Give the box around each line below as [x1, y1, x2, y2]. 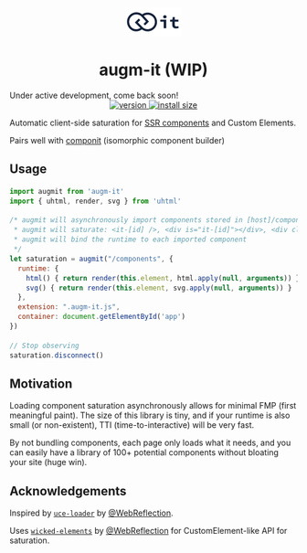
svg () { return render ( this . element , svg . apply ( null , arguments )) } [26, 283, 292, 292]
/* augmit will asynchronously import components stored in [9, 216, 244, 225]
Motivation [9, 376, 73, 391]
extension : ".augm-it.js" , [17, 303, 121, 312]
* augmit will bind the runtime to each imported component [13, 235, 248, 244]
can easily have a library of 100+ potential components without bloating [9, 447, 279, 458]
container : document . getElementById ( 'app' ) [17, 313, 185, 322]
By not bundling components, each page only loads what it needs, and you [9, 437, 291, 449]
